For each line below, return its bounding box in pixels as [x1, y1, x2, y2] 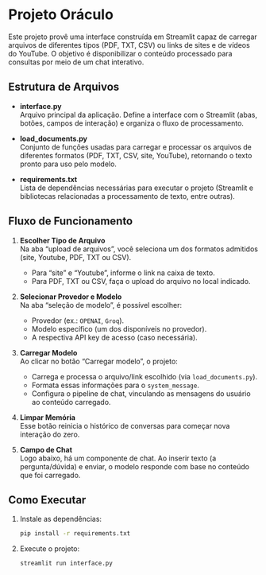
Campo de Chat [19, 445, 73, 454]
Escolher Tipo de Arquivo [19, 235, 106, 245]
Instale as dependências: [19, 515, 102, 524]
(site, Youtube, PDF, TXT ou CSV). [19, 252, 132, 262]
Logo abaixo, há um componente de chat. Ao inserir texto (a [19, 453, 217, 463]
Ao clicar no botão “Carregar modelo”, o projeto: [19, 356, 179, 366]
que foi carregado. [19, 470, 81, 480]
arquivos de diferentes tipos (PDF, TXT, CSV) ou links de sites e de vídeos [8, 40, 250, 49]
